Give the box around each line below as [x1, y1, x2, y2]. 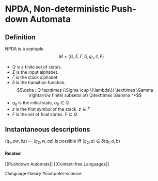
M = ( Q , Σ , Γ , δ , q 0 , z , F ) [59, 53, 104, 60]
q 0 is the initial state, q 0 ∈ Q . [12, 99, 70, 107]
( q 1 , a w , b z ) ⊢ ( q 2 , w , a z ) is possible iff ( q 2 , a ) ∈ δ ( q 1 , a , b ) [5, 138, 120, 145]
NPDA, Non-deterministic [5, 3, 110, 15]
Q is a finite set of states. [12, 64, 62, 70]
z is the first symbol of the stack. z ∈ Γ [12, 106, 91, 112]
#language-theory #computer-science [5, 171, 82, 177]
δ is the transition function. [12, 79, 66, 85]
